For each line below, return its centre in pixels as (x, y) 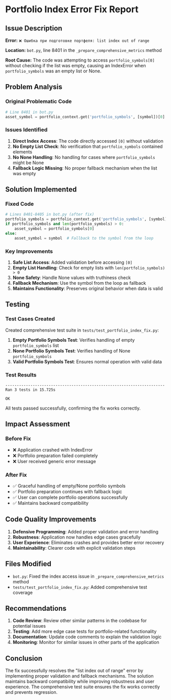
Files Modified (28, 564)
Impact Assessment (38, 424)
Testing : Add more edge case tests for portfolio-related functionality (84, 631)
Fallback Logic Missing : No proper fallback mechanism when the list (85, 168)
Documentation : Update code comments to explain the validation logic (87, 637)
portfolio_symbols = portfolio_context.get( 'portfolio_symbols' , (76, 219)
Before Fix (18, 439)
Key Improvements (29, 251)
